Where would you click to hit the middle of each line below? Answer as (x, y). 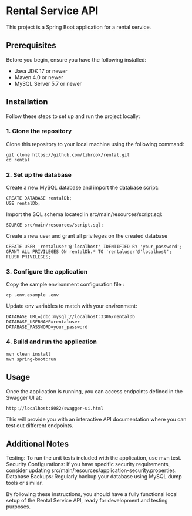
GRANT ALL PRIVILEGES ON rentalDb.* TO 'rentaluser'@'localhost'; (89, 252)
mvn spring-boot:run (31, 359)
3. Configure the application (47, 272)
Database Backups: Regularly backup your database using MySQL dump (94, 477)
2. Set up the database (39, 174)
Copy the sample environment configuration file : (65, 284)
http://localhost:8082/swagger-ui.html (55, 408)
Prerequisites (31, 45)
